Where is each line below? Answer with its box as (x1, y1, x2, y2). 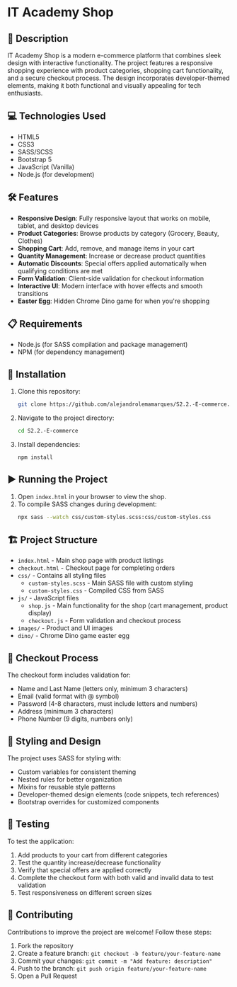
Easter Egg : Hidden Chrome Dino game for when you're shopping (17, 297, 210, 305)
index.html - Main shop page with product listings (17, 557, 164, 565)
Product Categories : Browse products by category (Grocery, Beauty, (17, 229, 219, 237)
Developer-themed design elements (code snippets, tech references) (17, 790, 219, 799)
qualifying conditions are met (17, 266, 103, 275)
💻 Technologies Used (7, 110, 106, 122)
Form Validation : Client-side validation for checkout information (17, 274, 204, 283)
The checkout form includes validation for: (7, 671, 131, 680)
